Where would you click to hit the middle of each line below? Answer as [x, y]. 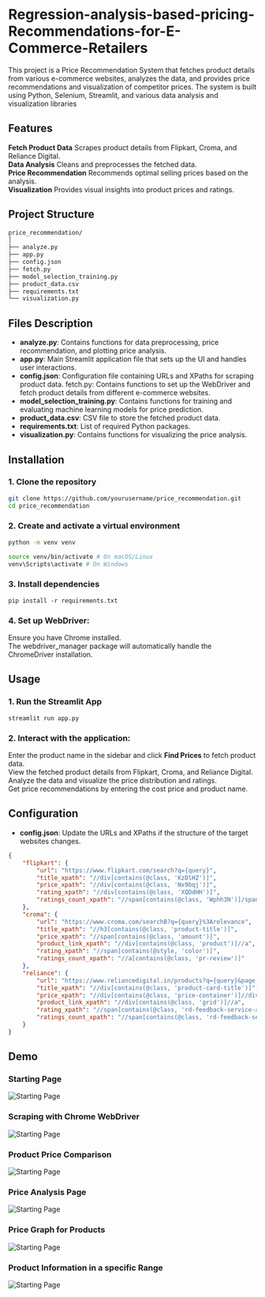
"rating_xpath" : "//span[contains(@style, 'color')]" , [129, 951]
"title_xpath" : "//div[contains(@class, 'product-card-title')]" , [148, 988]
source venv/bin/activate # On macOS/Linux [81, 556]
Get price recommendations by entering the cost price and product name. [128, 789]
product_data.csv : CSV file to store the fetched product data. [120, 418]
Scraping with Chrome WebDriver [74, 1117]
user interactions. [48, 368]
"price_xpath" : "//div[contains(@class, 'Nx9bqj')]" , [127, 885]
